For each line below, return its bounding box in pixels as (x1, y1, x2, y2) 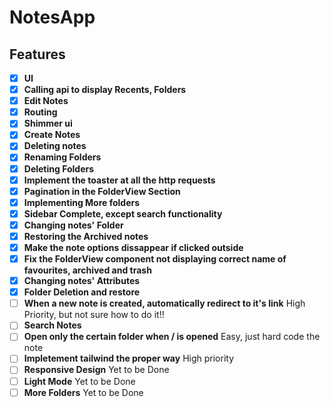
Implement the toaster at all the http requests (23, 174, 216, 186)
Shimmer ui (23, 117, 73, 130)
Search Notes (23, 319, 82, 331)
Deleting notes (23, 140, 87, 152)
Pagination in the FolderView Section (23, 185, 181, 197)
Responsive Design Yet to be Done (23, 364, 170, 376)
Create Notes (23, 129, 81, 141)
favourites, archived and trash (23, 264, 152, 276)
